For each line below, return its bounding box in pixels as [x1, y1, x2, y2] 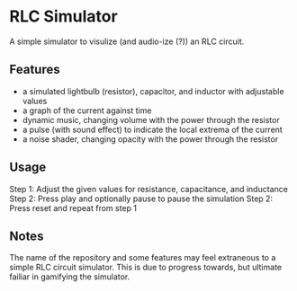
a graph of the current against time [22, 105, 152, 116]
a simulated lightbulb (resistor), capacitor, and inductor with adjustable [22, 85, 285, 96]
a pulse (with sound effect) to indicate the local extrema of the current [22, 124, 283, 135]
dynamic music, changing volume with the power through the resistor [22, 114, 281, 125]
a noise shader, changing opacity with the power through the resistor [22, 133, 279, 145]
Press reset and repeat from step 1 [9, 202, 138, 213]
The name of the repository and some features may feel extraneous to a [9, 252, 276, 263]
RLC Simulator [9, 6, 119, 27]
